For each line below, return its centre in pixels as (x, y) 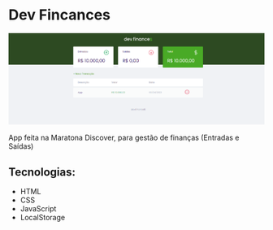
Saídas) (21, 146)
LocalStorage (43, 218)
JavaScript (38, 209)
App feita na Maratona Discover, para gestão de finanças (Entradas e (124, 138)
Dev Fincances (60, 15)
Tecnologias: (42, 172)
